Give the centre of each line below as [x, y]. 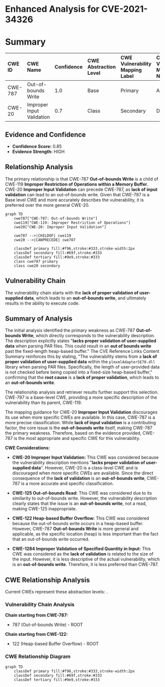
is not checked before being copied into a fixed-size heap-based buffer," [79, 372]
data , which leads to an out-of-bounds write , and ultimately [85, 298]
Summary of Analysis [39, 318]
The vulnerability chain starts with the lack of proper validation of [72, 293]
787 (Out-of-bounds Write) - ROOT [47, 625]
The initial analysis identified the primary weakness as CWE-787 [70, 330]
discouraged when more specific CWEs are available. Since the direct [83, 473]
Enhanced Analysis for [52, 9]
